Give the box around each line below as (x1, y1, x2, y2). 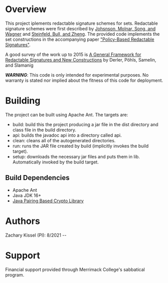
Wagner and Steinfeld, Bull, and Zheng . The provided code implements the (5, 31, 160, 37)
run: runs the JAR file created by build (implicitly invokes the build (12, 143, 149, 149)
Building (5, 95, 41, 106)
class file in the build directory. (12, 127, 76, 133)
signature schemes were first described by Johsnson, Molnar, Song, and (5, 25, 156, 31)
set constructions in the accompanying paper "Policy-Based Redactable (5, 36, 154, 42)
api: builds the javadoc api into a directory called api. (12, 132, 122, 138)
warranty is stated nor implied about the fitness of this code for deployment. (5, 77, 163, 83)
